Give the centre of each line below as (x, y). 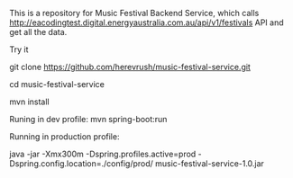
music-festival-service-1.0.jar (209, 164)
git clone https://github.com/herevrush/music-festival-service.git (130, 67)
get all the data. (38, 32)
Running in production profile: (64, 137)
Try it (19, 49)
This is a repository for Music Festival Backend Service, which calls (134, 13)
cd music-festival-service (57, 84)
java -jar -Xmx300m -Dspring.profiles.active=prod (103, 154)
